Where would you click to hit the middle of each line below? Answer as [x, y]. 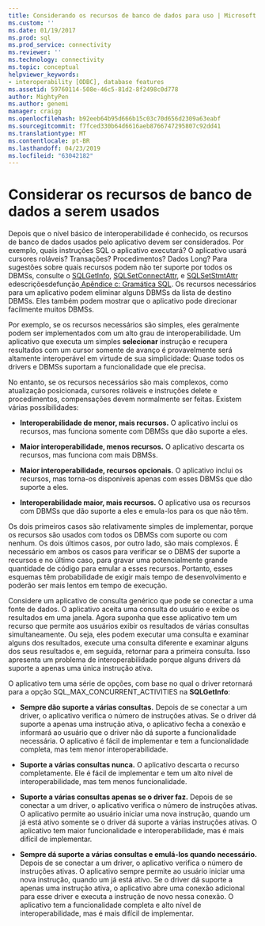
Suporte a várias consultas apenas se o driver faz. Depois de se [126, 797]
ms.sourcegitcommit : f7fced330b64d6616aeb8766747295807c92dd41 [115, 126]
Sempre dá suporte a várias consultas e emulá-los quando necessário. [138, 855]
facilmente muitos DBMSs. [51, 309]
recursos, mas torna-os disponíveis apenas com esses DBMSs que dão [136, 479]
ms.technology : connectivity [56, 60]
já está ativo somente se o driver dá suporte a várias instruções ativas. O [138, 822]
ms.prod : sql [30, 38]
